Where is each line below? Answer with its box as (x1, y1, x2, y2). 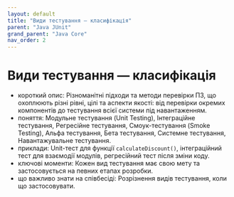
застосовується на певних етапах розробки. (17, 166, 154, 175)
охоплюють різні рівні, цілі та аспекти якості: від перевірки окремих (17, 99, 225, 107)
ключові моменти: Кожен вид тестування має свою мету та (17, 159, 201, 168)
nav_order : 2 (7, 37, 46, 44)
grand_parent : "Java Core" (7, 30, 87, 38)
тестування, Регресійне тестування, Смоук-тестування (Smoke (17, 122, 211, 130)
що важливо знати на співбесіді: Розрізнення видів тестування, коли (17, 174, 228, 183)
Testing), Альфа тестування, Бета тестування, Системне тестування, (17, 129, 226, 137)
